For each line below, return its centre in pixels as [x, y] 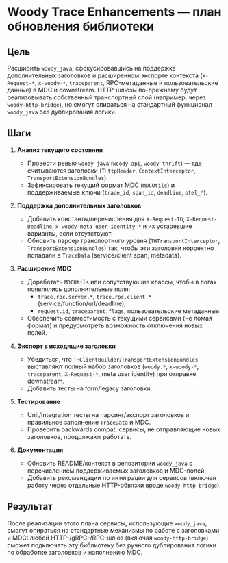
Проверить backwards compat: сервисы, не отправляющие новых [124, 429]
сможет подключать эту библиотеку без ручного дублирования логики [112, 545]
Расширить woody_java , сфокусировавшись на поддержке [92, 68]
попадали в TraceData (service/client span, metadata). [104, 255]
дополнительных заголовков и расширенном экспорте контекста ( [105, 75]
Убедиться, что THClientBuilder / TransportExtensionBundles [113, 359]
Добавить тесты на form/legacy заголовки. [90, 388]
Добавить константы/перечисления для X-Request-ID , [106, 218]
